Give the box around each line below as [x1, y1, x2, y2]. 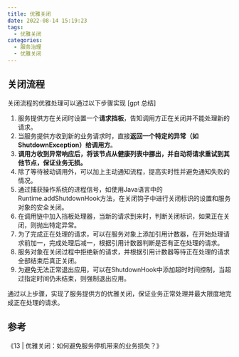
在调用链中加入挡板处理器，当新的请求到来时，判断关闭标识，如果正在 [17, 212, 224, 220]
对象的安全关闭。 [17, 202, 68, 211]
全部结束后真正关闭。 [17, 256, 80, 264]
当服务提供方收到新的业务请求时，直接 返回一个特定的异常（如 [17, 131, 199, 140]
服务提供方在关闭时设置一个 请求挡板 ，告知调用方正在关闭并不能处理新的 [17, 113, 230, 122]
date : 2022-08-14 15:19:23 [7, 17, 87, 24]
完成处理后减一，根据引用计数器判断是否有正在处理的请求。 [48, 238, 224, 247]
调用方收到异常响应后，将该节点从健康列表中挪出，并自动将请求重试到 [17, 149, 224, 157]
